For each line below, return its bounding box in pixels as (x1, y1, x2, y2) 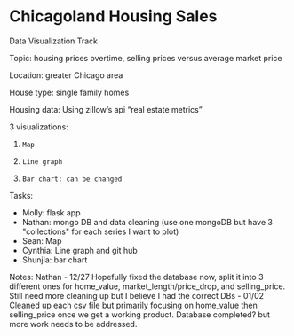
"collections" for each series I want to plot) (21, 226, 179, 237)
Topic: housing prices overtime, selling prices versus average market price (9, 52, 282, 63)
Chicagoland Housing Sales (9, 6, 218, 27)
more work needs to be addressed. (9, 318, 138, 329)
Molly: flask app (21, 207, 81, 218)
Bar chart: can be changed (21, 175, 123, 184)
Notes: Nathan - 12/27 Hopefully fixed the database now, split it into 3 (9, 271, 264, 282)
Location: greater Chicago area (9, 69, 123, 81)
